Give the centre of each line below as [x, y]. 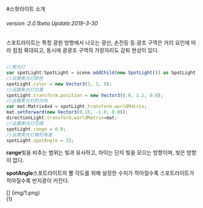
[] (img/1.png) [23, 193]
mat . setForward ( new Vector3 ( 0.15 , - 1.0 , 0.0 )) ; [67, 112]
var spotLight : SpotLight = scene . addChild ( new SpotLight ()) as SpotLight [101, 73]
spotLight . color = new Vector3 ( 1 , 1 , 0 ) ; [59, 84]
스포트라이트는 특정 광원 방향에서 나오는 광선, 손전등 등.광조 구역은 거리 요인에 [98, 43]
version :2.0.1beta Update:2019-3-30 [52, 23]
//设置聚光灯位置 [25, 90]
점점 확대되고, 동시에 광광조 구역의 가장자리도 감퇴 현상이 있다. [86, 50]
